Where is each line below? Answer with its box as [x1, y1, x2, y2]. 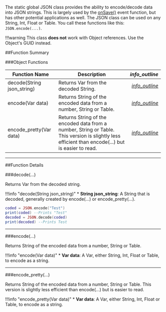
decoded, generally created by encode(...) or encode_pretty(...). [5, 196, 136, 202]
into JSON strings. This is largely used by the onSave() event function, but [5, 9, 156, 15]
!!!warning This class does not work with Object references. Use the [5, 35, 144, 41]
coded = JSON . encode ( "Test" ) [5, 206, 65, 211]
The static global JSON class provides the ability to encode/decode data [5, 4, 153, 10]
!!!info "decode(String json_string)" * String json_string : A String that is [5, 191, 150, 197]
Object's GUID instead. [5, 40, 52, 46]
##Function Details [5, 162, 43, 168]
